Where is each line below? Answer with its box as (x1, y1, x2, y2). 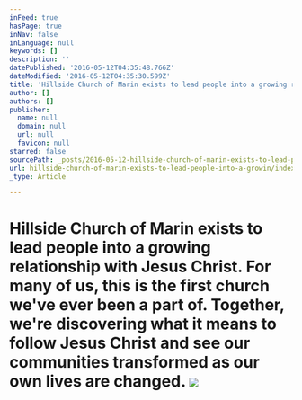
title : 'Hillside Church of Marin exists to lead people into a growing (9, 80, 288, 89)
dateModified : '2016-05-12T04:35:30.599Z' (9, 72, 171, 81)
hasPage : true (9, 22, 63, 31)
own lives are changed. (9, 371, 186, 392)
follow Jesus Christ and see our (9, 333, 251, 353)
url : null (17, 130, 54, 139)
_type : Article (9, 172, 67, 181)
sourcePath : (9, 155, 54, 164)
